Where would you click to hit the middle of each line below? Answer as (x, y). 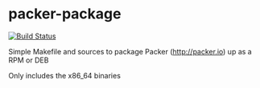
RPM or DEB (29, 60)
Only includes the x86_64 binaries (64, 75)
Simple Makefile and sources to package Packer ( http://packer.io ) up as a (130, 51)
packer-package (65, 14)
